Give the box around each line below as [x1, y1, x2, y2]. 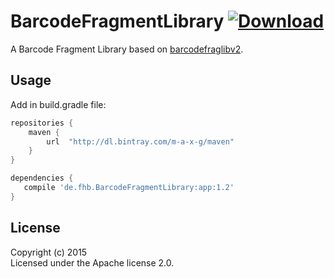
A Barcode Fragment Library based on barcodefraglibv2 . [10, 43, 244, 55]
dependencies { [10, 173, 74, 184]
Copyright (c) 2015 [10, 246, 88, 258]
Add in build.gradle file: [10, 98, 107, 110]
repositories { [10, 118, 74, 128]
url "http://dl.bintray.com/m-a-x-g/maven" [46, 136, 235, 147]
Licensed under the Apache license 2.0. [10, 256, 175, 269]
